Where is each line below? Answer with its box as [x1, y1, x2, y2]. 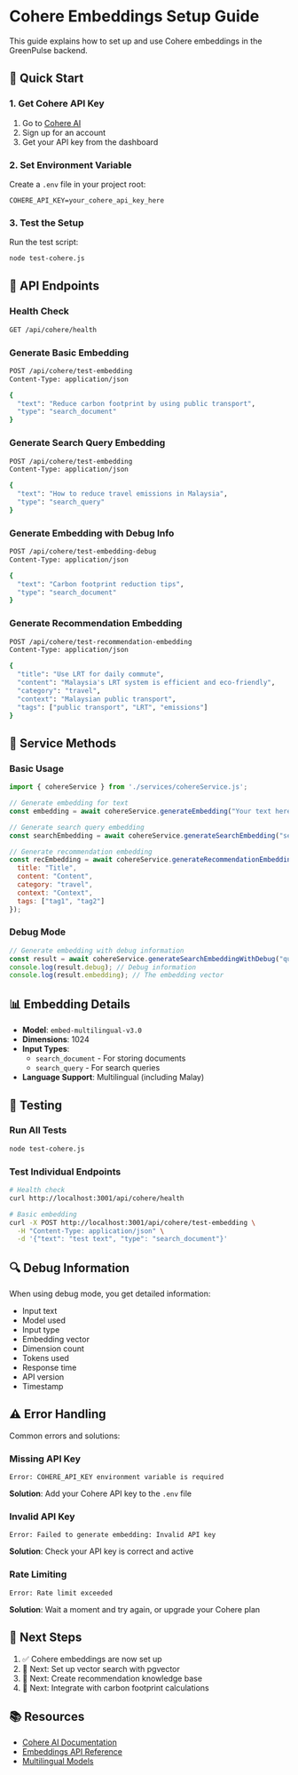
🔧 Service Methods [9, 736, 117, 751]
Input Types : [21, 1044, 70, 1055]
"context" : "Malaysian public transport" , [17, 695, 176, 704]
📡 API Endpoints [9, 278, 100, 294]
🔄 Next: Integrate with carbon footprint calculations [21, 1682, 210, 1693]
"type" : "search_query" [17, 497, 105, 506]
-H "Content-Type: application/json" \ [17, 1226, 165, 1236]
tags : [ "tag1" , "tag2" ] [17, 896, 105, 905]
